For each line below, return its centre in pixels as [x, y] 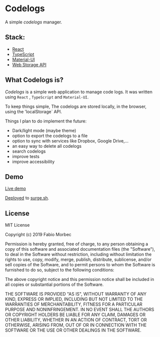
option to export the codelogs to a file [50, 136]
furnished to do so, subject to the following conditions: [60, 270]
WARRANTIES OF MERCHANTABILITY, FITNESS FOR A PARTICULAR [74, 304]
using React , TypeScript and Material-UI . [47, 97]
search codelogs [29, 151]
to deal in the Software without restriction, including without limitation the [78, 255]
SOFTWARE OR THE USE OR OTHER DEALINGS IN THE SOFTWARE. [73, 330]
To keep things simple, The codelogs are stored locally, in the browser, [76, 106]
